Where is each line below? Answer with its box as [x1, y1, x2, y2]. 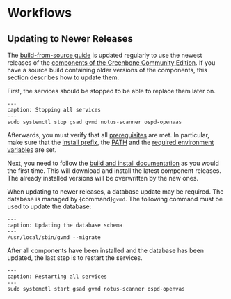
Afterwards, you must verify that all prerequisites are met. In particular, [7, 131, 210, 139]
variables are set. [7, 146, 57, 154]
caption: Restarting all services [7, 273, 108, 280]
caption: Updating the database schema [7, 222, 123, 229]
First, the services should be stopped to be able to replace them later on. [7, 87, 216, 95]
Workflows [7, 5, 72, 21]
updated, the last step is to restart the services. [7, 254, 143, 262]
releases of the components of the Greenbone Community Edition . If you [7, 59, 216, 67]
